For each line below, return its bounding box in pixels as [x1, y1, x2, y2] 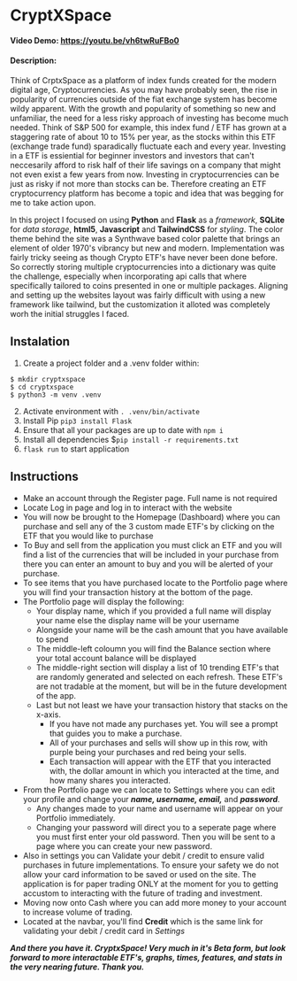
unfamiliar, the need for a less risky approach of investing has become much [10, 112, 289, 123]
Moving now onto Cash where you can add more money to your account [22, 897, 287, 908]
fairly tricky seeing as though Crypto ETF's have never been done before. [10, 251, 278, 262]
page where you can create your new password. [35, 840, 213, 851]
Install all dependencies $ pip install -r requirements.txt [22, 434, 240, 444]
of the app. [35, 690, 77, 700]
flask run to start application [22, 444, 130, 454]
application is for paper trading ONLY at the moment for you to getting [22, 878, 279, 889]
